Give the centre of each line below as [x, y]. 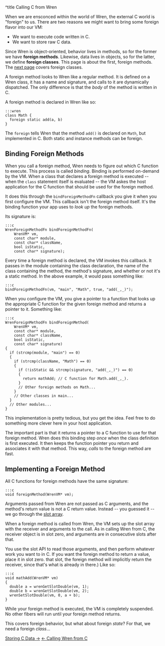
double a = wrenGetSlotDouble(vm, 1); [49, 586]
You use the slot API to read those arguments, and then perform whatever [80, 549]
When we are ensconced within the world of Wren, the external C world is [80, 17]
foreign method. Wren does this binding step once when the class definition [82, 438]
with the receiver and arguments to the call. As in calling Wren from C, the [80, 529]
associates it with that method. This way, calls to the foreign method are [78, 448]
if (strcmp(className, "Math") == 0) [53, 361]
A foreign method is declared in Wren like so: [51, 102]
